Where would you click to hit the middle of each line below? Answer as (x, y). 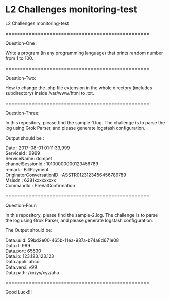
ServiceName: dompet (29, 158)
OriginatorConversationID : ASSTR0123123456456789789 (66, 175)
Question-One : (21, 43)
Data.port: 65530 (23, 251)
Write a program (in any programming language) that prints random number (84, 53)
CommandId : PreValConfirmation (40, 185)
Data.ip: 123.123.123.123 (30, 256)
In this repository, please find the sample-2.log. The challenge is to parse (82, 215)
